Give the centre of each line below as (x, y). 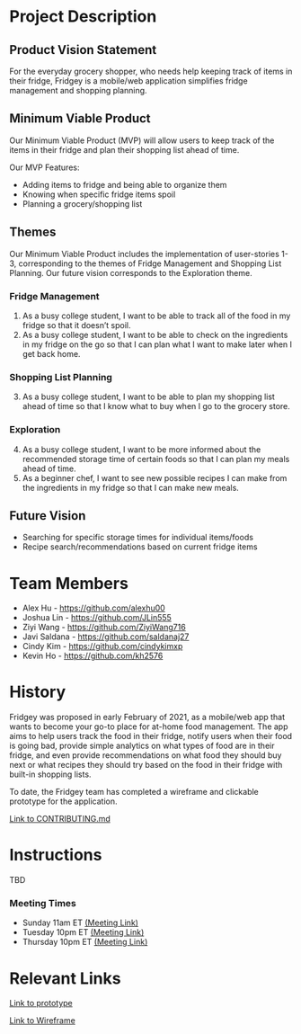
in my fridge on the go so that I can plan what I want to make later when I (157, 344)
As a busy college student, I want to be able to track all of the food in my (156, 316)
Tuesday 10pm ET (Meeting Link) (83, 932)
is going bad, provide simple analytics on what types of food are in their (142, 746)
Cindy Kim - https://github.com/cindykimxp (102, 646)
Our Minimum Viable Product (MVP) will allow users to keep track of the (142, 140)
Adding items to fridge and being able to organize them (124, 184)
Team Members (69, 583)
